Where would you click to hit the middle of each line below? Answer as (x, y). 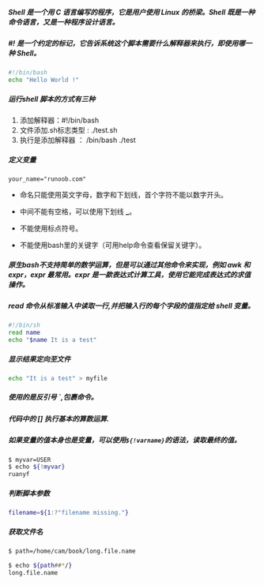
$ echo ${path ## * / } (40, 565)
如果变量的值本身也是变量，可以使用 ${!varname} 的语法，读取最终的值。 (124, 440)
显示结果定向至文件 (40, 358)
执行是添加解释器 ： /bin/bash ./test (77, 140)
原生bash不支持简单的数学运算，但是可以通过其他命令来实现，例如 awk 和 (129, 264)
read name (25, 333)
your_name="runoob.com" (47, 179)
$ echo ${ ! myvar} (37, 467)
